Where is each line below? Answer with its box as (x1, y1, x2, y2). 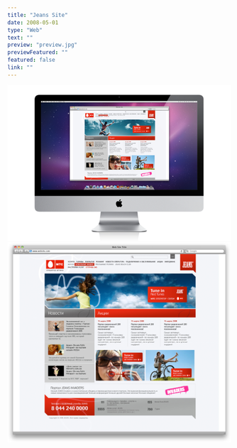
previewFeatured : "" (7, 49, 69, 56)
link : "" (7, 64, 33, 71)
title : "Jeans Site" (7, 11, 69, 18)
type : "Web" (7, 26, 43, 33)
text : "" (7, 34, 33, 41)
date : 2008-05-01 (7, 18, 59, 26)
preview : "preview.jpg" (7, 41, 78, 49)
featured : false (7, 57, 55, 64)
